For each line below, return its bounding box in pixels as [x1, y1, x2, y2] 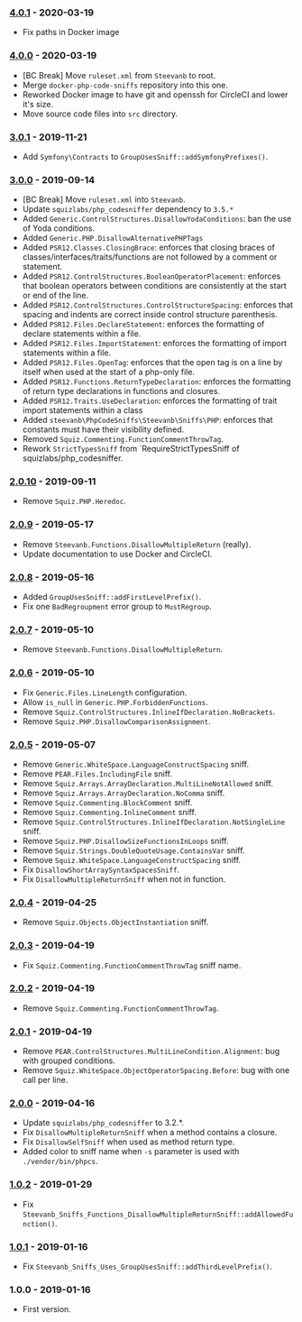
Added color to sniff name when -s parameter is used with [22, 1146, 240, 1157]
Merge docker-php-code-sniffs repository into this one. [22, 79, 228, 90]
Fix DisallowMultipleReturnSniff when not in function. [22, 873, 226, 885]
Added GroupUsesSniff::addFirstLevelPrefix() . [22, 592, 202, 602]
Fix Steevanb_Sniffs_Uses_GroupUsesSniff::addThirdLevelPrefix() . [22, 1261, 273, 1272]
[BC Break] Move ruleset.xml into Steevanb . [22, 194, 187, 205]
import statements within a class [22, 405, 143, 416]
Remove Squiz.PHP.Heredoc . [22, 496, 126, 507]
